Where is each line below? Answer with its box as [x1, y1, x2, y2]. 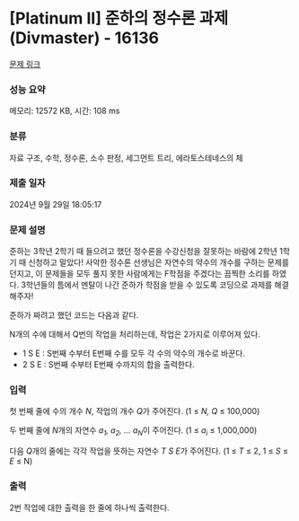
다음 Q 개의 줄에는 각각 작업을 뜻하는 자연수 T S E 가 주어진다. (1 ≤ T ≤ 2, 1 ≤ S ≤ [9, 446, 289, 456]
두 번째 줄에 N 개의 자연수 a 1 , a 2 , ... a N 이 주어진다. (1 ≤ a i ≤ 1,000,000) [9, 425, 258, 438]
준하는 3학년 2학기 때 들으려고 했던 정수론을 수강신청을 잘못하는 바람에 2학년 [9, 246, 278, 257]
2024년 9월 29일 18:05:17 [9, 199, 102, 209]
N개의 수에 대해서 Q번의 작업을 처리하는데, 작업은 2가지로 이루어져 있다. [9, 329, 260, 340]
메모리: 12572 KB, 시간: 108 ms [9, 105, 120, 117]
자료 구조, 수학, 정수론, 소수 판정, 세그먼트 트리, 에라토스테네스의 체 [9, 152, 244, 163]
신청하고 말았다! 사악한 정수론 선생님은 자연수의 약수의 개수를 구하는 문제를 [28, 257, 290, 268]
